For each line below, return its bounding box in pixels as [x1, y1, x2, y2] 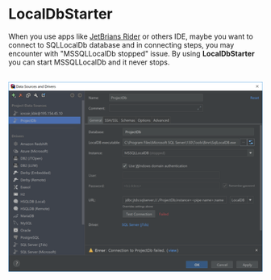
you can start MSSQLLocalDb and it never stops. [8, 57, 170, 67]
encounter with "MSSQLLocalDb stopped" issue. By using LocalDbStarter [8, 48, 256, 58]
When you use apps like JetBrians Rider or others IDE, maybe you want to [8, 31, 254, 41]
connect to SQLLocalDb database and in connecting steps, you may [8, 40, 235, 49]
